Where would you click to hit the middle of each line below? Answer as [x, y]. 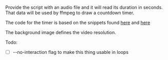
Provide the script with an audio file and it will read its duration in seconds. [84, 7]
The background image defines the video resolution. [61, 32]
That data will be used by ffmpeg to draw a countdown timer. [70, 13]
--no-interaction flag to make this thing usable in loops [71, 52]
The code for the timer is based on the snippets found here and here [78, 23]
